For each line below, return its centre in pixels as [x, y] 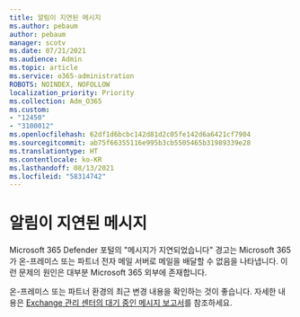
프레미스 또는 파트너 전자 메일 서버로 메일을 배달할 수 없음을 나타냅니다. [154, 261]
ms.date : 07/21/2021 [48, 51]
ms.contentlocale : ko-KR [56, 159]
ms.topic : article [44, 68]
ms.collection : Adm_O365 [56, 101]
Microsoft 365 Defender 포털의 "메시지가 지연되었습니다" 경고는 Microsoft [142, 250]
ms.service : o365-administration [72, 76]
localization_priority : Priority [72, 92]
